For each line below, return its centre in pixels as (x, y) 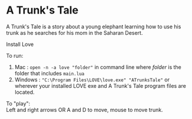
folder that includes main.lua (49, 73)
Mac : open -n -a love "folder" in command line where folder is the (98, 67)
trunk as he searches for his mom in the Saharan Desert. (75, 32)
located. (24, 92)
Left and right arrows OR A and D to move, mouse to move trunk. (85, 110)
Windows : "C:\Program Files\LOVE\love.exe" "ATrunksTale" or (92, 80)
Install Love (20, 44)
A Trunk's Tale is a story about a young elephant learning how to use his (94, 27)
